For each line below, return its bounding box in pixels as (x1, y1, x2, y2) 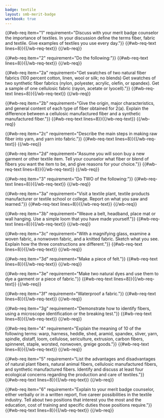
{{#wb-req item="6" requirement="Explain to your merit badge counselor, (5, 386, 155, 392)
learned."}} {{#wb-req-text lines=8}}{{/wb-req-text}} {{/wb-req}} (5, 201, 137, 207)
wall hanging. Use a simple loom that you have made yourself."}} (5, 216, 136, 222)
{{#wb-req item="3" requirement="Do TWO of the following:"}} (5, 176, 134, 182)
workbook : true (5, 16, 36, 21)
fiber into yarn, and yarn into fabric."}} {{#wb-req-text (5, 136, 114, 142)
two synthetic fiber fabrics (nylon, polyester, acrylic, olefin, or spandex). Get (5, 80, 160, 86)
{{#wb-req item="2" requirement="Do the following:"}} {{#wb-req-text (5, 55, 148, 61)
